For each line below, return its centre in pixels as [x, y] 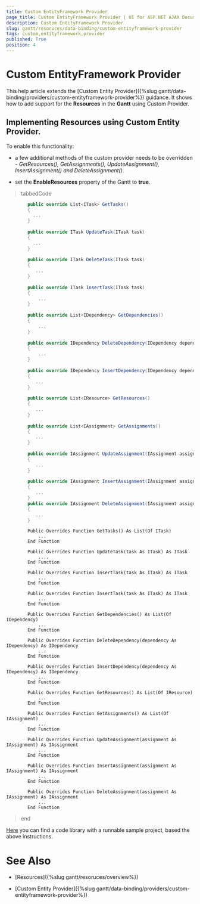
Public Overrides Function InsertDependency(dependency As [102, 667]
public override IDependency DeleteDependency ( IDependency [102, 343]
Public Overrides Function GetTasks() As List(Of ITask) [99, 531]
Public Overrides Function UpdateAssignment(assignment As [102, 740]
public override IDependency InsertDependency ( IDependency [102, 370]
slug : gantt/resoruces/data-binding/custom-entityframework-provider [94, 28]
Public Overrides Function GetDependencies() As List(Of [99, 615]
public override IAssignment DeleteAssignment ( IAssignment [102, 504]
